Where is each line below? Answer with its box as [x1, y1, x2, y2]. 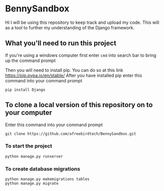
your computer [5, 109, 52, 117]
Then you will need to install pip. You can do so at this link [5, 67, 123, 73]
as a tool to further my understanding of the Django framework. [5, 24, 135, 30]
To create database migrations [5, 165, 80, 172]
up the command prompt [5, 58, 56, 64]
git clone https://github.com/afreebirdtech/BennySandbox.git [5, 131, 136, 136]
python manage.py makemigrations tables [5, 177, 90, 182]
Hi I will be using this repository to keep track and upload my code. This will [5, 19, 160, 25]
